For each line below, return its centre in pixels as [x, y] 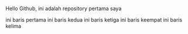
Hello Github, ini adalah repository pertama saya [64, 8]
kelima [13, 26]
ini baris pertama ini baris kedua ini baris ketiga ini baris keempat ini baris [94, 20]
